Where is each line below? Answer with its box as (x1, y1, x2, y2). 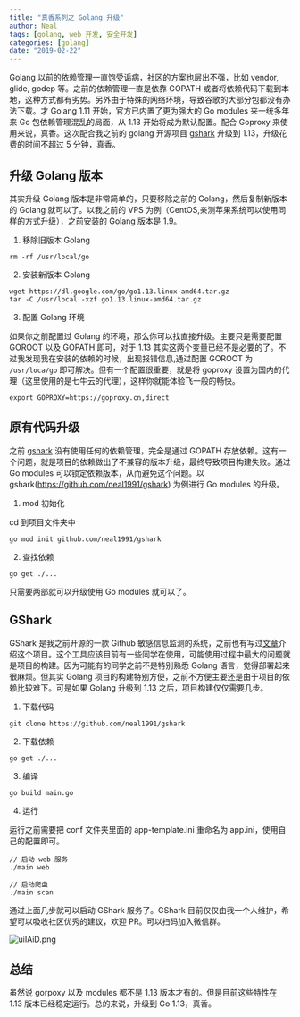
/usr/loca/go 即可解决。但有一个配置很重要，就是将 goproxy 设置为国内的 (9, 364, 282, 375)
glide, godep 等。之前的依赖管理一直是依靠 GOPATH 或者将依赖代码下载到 (9, 83, 282, 94)
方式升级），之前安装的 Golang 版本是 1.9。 (24, 216, 182, 226)
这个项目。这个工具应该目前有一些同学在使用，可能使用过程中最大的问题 (16, 648, 283, 659)
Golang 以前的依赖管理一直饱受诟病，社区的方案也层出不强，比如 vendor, (9, 72, 279, 83)
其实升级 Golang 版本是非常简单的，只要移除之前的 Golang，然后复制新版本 (9, 193, 287, 204)
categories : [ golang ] (9, 38, 90, 47)
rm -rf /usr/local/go (9, 252, 90, 261)
